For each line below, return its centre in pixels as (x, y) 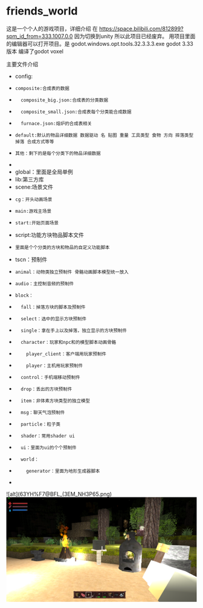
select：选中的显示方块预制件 (53, 319)
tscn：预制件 (31, 259)
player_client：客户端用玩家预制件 (66, 354)
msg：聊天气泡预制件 (43, 412)
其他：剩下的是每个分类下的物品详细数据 (58, 153)
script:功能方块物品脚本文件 (50, 234)
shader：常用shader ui (48, 436)
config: (24, 76)
